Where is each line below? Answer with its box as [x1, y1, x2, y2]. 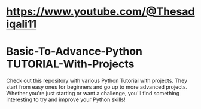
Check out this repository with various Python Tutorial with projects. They [6, 77, 187, 85]
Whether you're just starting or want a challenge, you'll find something [6, 90, 180, 97]
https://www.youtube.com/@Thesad [6, 5, 195, 18]
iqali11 [6, 17, 37, 31]
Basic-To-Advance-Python [6, 45, 142, 58]
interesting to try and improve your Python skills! [6, 96, 126, 103]
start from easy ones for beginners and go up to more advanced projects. [6, 83, 188, 91]
